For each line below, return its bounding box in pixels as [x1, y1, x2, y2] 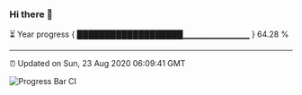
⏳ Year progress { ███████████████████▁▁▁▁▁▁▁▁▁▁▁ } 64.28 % [9, 29, 289, 39]
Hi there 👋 [9, 8, 54, 21]
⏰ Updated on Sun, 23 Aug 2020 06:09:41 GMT [9, 58, 186, 69]
